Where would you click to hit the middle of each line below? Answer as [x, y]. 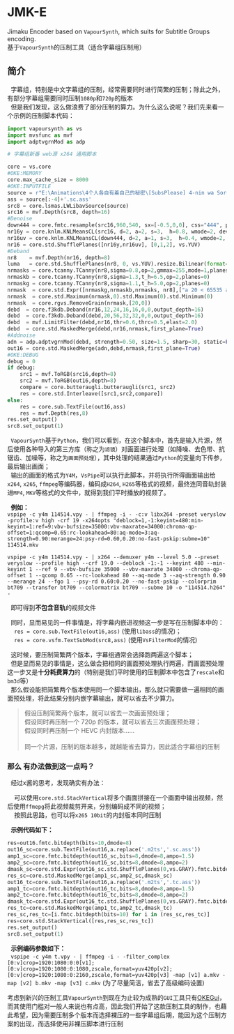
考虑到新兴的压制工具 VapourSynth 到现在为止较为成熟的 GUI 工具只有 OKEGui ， [116, 997]
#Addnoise [22, 335]
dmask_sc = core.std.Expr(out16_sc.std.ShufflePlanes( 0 [87, 869]
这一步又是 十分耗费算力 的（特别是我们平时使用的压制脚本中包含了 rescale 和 [116, 672]
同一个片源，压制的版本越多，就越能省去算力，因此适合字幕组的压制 [122, 747]
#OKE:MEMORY [24, 174]
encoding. [22, 38]
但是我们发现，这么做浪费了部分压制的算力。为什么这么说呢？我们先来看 [114, 107]
